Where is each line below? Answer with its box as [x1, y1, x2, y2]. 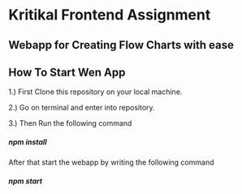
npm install [8, 136, 47, 147]
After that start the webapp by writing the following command [8, 157, 214, 167]
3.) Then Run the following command [8, 119, 132, 128]
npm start [8, 176, 43, 186]
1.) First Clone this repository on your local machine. [8, 87, 183, 97]
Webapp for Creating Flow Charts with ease [8, 38, 234, 52]
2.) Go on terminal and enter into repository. [8, 103, 156, 113]
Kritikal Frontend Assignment [8, 6, 211, 24]
